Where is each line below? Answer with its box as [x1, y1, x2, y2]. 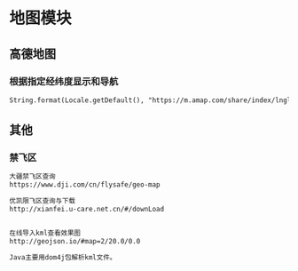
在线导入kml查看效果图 [9, 228, 82, 237]
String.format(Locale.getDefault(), [9, 95, 145, 105]
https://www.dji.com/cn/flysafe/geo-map [9, 180, 161, 189]
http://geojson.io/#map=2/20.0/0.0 [9, 236, 141, 245]
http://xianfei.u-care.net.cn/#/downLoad [9, 205, 165, 214]
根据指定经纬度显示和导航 [9, 75, 119, 87]
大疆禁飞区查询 [9, 172, 56, 181]
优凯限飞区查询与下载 [9, 196, 75, 205]
